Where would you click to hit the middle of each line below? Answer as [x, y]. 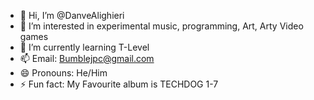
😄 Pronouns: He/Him [63, 73]
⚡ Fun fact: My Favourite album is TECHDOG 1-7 [119, 84]
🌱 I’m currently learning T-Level [84, 47]
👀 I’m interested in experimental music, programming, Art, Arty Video [161, 26]
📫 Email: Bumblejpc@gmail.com [87, 58]
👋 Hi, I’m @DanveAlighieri [72, 15]
